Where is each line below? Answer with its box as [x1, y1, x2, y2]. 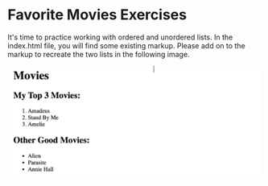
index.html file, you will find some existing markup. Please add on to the [7, 40, 246, 50]
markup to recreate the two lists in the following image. [7, 49, 190, 59]
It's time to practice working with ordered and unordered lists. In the [7, 32, 233, 42]
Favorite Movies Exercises [7, 6, 187, 24]
